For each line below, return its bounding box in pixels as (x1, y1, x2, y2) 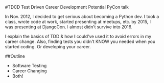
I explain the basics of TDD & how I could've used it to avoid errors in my (5, 34, 152, 39)
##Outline (5, 53, 25, 59)
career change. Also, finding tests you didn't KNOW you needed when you (5, 39, 156, 44)
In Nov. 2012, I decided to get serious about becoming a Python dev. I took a (5, 14, 159, 19)
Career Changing (12, 68, 47, 74)
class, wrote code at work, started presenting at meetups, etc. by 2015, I (5, 19, 151, 24)
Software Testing (12, 63, 47, 68)
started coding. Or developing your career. (5, 44, 91, 49)
